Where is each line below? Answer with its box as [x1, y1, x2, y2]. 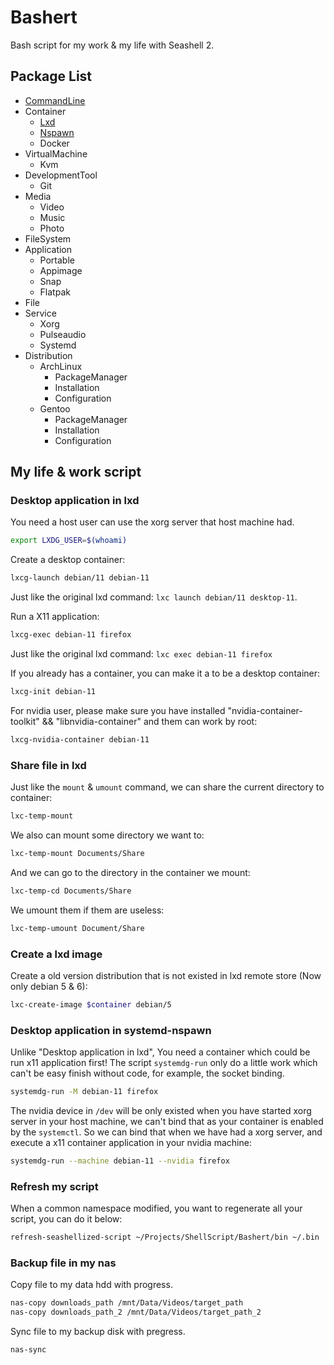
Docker [39, 137, 70, 149]
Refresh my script [10, 1179, 99, 1193]
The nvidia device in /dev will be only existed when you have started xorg [10, 1104, 312, 1116]
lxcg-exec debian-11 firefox [10, 630, 132, 640]
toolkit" [10, 715, 40, 727]
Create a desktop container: [10, 554, 126, 566]
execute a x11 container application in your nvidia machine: [10, 1136, 252, 1148]
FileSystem [24, 232, 72, 245]
